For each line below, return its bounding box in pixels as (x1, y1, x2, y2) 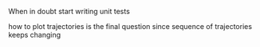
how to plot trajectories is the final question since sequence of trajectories (8, 22, 253, 31)
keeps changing (8, 31, 61, 39)
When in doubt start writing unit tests (8, 7, 130, 16)
